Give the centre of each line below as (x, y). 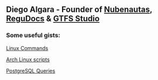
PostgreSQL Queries (31, 71)
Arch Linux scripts (28, 59)
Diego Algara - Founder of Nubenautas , (79, 10)
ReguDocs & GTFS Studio (53, 19)
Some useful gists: (33, 36)
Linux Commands (27, 48)
